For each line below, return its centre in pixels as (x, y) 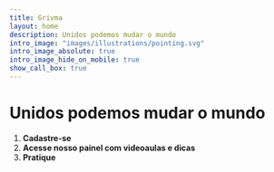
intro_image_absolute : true (63, 52)
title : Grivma (36, 18)
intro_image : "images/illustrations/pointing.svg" (107, 43)
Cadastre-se (47, 138)
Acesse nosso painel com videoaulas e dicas (109, 148)
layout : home (34, 26)
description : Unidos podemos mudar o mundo (93, 34)
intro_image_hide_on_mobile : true (75, 60)
